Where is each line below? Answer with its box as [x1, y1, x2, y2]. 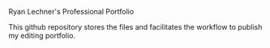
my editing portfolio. [8, 31, 75, 40]
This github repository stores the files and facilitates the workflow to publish [8, 22, 263, 31]
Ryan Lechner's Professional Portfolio [8, 7, 135, 16]
